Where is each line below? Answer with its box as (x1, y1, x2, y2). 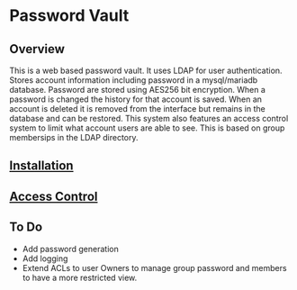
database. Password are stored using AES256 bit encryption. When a (9, 85, 265, 95)
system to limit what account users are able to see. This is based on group (9, 122, 285, 133)
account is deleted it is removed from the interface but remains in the (9, 104, 265, 113)
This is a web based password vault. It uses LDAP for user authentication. (9, 65, 283, 76)
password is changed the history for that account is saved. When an (9, 94, 263, 104)
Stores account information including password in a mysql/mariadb (9, 75, 258, 86)
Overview (9, 41, 66, 57)
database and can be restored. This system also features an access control (9, 113, 289, 123)
